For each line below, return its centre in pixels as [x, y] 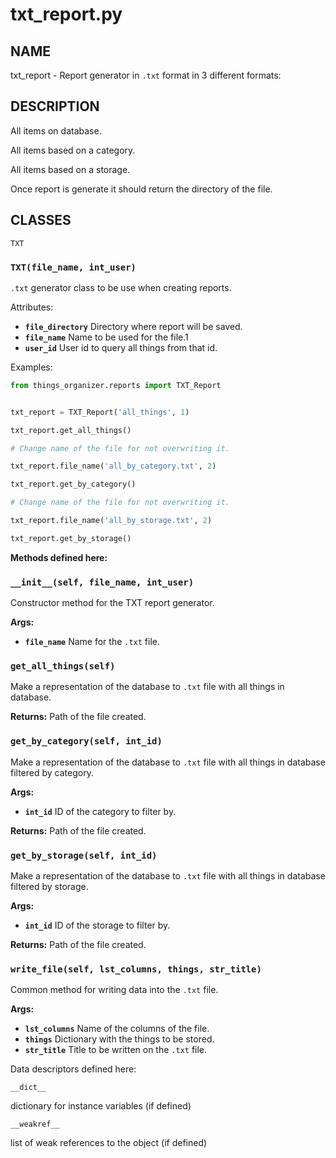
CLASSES [41, 220]
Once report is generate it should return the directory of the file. [141, 189]
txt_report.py [66, 14]
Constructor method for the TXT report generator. [112, 603]
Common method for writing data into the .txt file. [114, 990]
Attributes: [32, 307]
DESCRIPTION [55, 106]
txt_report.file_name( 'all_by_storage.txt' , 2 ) [111, 521]
